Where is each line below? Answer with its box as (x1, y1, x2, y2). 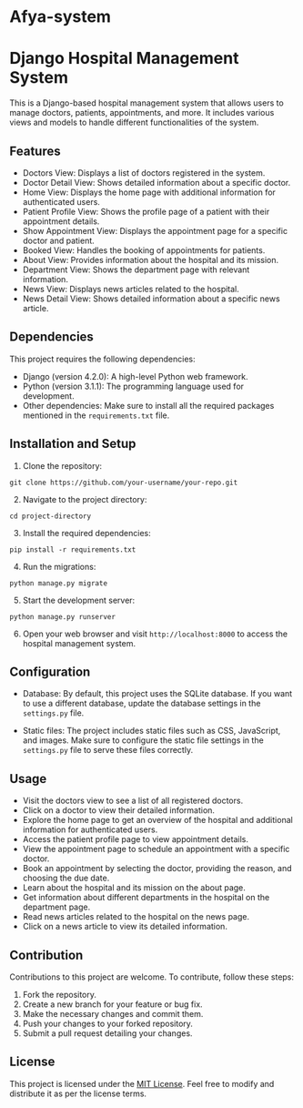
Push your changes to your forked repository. (22, 1018, 194, 1029)
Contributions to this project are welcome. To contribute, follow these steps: (9, 971, 294, 982)
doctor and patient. (22, 235, 96, 246)
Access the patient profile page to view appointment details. (22, 834, 248, 845)
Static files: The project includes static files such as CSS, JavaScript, (22, 726, 281, 737)
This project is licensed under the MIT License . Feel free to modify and (9, 1078, 275, 1089)
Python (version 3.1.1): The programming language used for (22, 381, 244, 391)
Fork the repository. (22, 990, 97, 1000)
